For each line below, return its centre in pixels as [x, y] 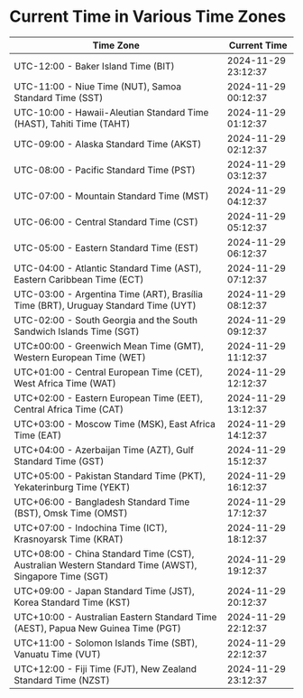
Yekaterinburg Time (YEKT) [72, 487]
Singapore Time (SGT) [61, 576]
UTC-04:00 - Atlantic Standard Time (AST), [108, 268]
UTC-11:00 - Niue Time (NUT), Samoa [98, 86]
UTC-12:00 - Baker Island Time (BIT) [94, 66]
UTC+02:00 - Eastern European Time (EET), [108, 397]
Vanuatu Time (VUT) [57, 654]
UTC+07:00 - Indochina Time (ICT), [91, 527]
